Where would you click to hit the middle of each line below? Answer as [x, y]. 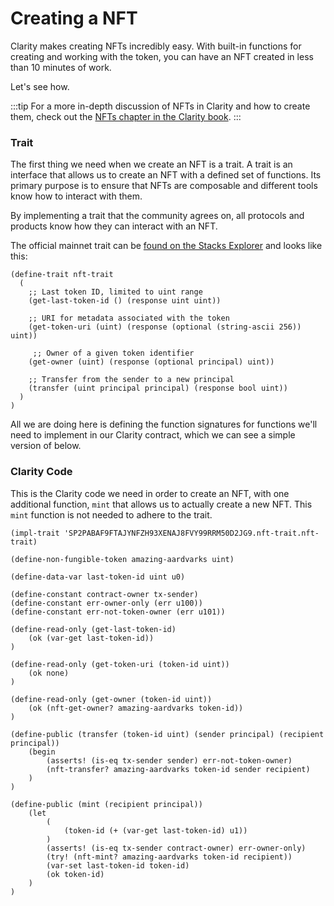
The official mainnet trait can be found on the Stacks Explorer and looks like [166, 246]
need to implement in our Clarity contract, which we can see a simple [153, 435]
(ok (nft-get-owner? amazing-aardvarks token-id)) [136, 708]
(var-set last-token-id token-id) [118, 865]
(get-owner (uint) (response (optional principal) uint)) [151, 362]
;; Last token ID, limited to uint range [115, 292]
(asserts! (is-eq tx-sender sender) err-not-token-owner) [169, 760]
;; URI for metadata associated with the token [129, 318]
